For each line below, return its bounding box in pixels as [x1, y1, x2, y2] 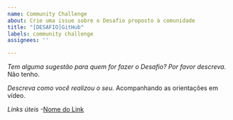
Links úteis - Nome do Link [7, 105, 85, 114]
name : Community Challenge [7, 10, 87, 18]
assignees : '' [7, 37, 50, 44]
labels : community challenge [7, 30, 94, 38]
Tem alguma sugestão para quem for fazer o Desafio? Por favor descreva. [7, 62, 227, 71]
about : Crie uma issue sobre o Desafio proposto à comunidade [7, 17, 195, 24]
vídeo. [7, 92, 26, 100]
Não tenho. [7, 70, 40, 79]
